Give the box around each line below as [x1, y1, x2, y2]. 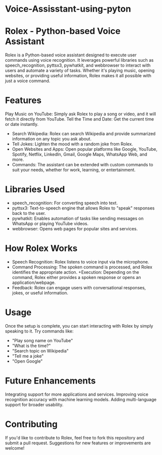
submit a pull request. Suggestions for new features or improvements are [5, 440, 151, 446]
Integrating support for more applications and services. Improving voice [5, 391, 149, 397]
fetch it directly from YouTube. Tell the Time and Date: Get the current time [5, 116, 154, 122]
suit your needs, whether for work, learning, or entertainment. [12, 167, 136, 173]
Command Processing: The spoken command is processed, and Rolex [12, 264, 153, 270]
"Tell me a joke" [12, 353, 44, 359]
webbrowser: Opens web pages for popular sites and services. [12, 226, 138, 231]
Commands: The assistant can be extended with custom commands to [12, 162, 154, 168]
